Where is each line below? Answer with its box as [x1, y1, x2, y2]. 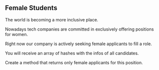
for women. [5, 31, 28, 37]
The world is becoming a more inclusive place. [5, 17, 99, 22]
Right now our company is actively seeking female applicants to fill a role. [5, 41, 152, 47]
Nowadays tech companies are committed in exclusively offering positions [5, 26, 154, 32]
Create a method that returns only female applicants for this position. [5, 59, 143, 65]
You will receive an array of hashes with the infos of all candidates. [5, 50, 139, 56]
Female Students [5, 4, 57, 12]
